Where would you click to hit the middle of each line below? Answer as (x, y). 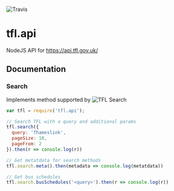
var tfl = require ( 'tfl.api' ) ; (46, 111)
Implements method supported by (48, 99)
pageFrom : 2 (27, 144)
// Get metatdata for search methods (54, 160)
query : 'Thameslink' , (39, 133)
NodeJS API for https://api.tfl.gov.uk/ (52, 50)
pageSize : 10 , (29, 139)
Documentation (36, 69)
